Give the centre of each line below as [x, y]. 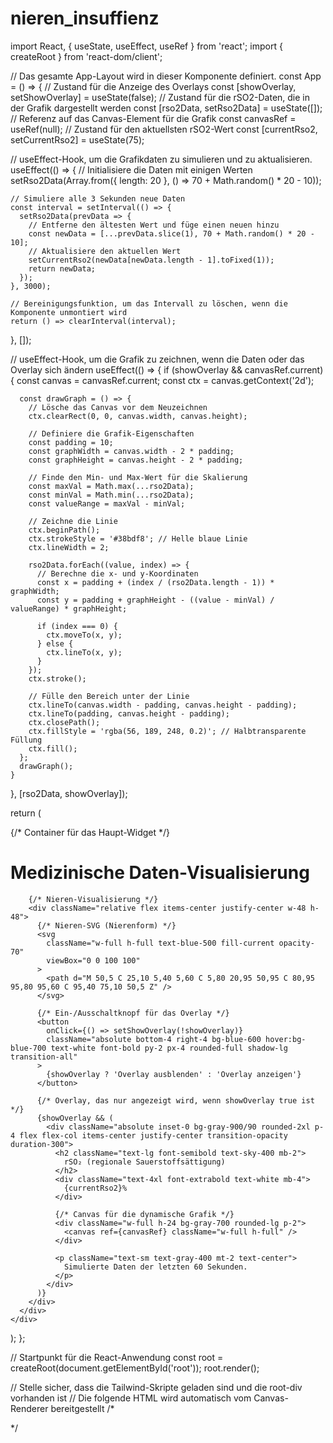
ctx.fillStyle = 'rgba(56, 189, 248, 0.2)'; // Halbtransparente [167, 731]
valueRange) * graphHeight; [69, 608]
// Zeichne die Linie [73, 521]
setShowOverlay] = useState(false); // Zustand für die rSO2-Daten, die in [160, 97]
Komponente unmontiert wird [69, 312]
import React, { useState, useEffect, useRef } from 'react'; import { [146, 46]
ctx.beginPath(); [64, 530]
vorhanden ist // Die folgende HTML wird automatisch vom [131, 1398]
